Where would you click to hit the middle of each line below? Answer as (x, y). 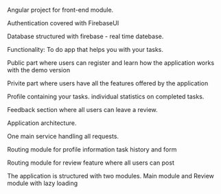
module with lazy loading (43, 183)
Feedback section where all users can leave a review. (82, 110)
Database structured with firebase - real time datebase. (85, 36)
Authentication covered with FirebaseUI (63, 23)
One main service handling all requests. (63, 136)
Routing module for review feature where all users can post (91, 163)
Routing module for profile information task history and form (92, 149)
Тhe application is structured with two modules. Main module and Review (111, 176)
